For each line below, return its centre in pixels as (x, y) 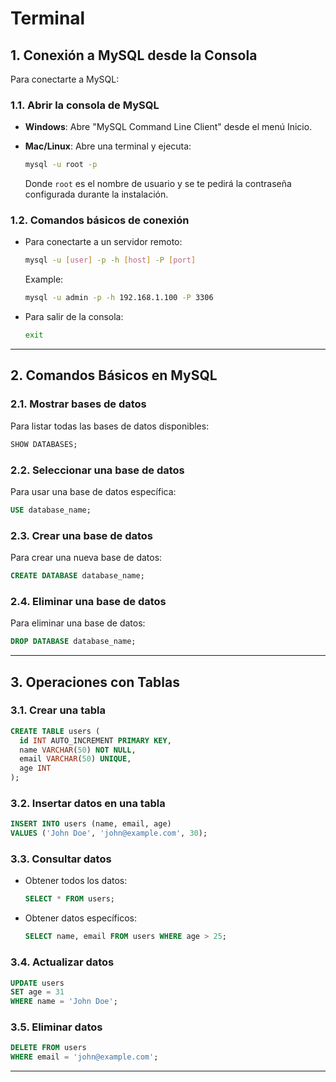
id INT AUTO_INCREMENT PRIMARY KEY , (95, 740)
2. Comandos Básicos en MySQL (114, 375)
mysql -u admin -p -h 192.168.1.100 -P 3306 (119, 298)
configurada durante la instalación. (96, 194)
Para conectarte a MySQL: (65, 79)
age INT (35, 768)
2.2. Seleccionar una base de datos (97, 470)
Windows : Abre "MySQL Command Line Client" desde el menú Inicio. (168, 127)
